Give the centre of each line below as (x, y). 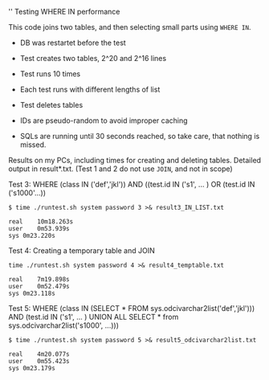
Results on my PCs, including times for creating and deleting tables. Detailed (135, 160)
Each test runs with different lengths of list (90, 89)
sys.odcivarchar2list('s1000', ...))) (63, 325)
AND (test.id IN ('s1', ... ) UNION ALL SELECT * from (94, 317)
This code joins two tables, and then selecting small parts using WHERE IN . (130, 27)
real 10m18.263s (41, 222)
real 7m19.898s (39, 280)
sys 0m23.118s (32, 293)
